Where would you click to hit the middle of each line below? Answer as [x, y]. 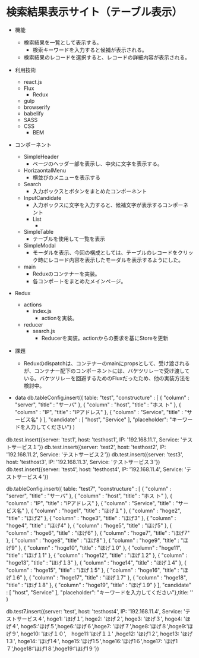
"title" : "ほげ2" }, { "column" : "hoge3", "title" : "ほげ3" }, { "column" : [91, 518]
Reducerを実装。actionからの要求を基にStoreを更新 [105, 338]
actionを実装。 [59, 318]
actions [33, 305]
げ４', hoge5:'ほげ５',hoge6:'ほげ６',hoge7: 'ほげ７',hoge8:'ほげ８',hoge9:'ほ [100, 626]
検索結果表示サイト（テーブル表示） [94, 12]
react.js [33, 82]
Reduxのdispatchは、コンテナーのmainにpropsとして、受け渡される [107, 363]
